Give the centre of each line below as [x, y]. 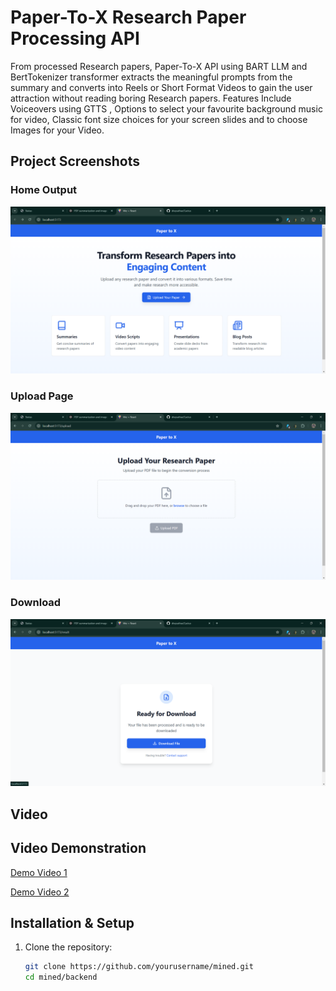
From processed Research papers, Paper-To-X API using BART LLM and [159, 66]
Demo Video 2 [40, 892]
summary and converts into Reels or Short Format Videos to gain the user [161, 87]
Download [36, 603]
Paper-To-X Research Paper [128, 17]
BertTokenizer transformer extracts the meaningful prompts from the [151, 77]
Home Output [44, 190]
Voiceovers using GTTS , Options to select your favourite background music [166, 108]
